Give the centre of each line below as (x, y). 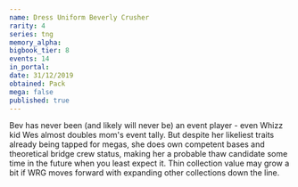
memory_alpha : (36, 42)
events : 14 (29, 59)
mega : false (31, 92)
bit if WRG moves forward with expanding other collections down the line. (145, 173)
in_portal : (29, 68)
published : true (39, 100)
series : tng (31, 34)
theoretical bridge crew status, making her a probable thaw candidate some (149, 154)
